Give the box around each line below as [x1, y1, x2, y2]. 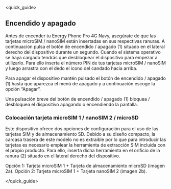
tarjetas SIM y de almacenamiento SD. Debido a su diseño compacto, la [5, 131, 156, 137]
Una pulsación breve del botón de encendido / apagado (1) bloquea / [5, 96, 150, 102]
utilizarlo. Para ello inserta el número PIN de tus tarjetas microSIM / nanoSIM [5, 60, 166, 66]
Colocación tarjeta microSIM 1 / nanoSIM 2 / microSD [5, 114, 139, 121]
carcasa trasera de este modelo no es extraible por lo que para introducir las [5, 136, 166, 143]
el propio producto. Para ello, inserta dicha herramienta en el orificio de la [5, 148, 160, 154]
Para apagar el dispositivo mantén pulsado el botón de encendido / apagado [5, 75, 166, 81]
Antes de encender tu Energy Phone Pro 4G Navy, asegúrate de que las [5, 33, 156, 39]
